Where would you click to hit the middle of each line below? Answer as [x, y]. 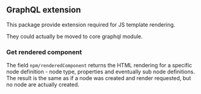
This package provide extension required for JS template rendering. [91, 24]
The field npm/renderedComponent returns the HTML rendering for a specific [99, 65]
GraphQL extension [44, 10]
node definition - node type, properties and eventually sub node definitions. [101, 72]
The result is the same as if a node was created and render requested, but [99, 78]
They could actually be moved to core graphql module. [75, 36]
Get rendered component [44, 52]
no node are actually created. [43, 85]
